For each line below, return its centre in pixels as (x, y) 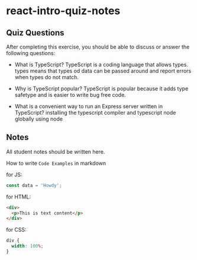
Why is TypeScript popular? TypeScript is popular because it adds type (101, 89)
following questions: (31, 53)
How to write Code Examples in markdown (56, 163)
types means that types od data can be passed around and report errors (103, 71)
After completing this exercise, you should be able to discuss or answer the (98, 47)
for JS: (14, 174)
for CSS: (16, 230)
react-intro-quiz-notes (63, 11)
